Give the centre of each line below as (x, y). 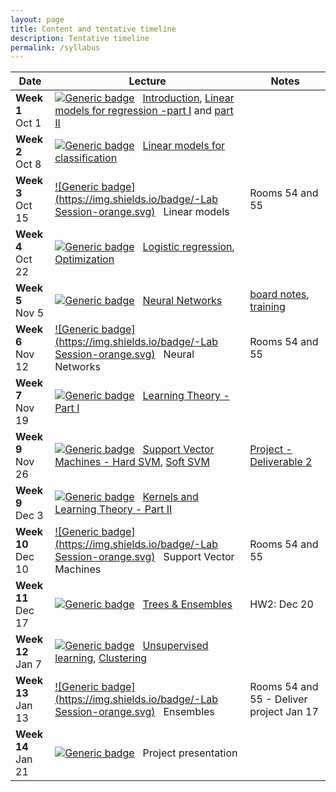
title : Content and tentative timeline (93, 29)
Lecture (147, 81)
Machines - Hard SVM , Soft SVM (132, 462)
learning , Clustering (101, 658)
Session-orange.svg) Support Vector (144, 557)
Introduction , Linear (188, 98)
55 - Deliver (278, 699)
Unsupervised (175, 646)
